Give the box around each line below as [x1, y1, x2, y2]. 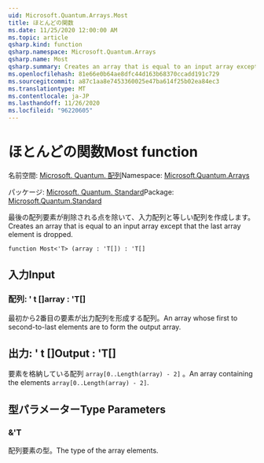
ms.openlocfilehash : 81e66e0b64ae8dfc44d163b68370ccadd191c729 [8, 70, 220, 78]
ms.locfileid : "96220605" [8, 107, 93, 115]
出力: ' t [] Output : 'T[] [8, 347, 116, 361]
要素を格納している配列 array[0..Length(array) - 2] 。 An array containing [8, 369, 253, 379]
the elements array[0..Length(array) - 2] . [8, 378, 149, 387]
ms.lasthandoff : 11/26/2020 [8, 99, 101, 107]
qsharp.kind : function [8, 41, 82, 49]
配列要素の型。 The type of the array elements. [8, 446, 159, 455]
